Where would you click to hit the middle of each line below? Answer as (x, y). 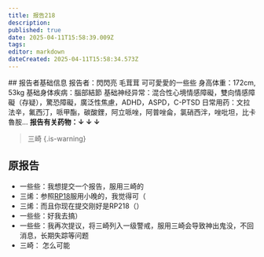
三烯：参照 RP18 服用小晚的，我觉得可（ (83, 196)
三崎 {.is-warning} (57, 138)
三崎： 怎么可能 (45, 245)
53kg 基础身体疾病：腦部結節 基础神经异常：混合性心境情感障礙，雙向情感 (128, 92)
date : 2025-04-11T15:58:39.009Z (61, 37)
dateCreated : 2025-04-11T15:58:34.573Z (73, 60)
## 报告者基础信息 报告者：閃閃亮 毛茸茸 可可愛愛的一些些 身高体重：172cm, (132, 83)
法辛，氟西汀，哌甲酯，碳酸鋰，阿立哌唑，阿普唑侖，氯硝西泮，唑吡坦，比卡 (132, 112)
